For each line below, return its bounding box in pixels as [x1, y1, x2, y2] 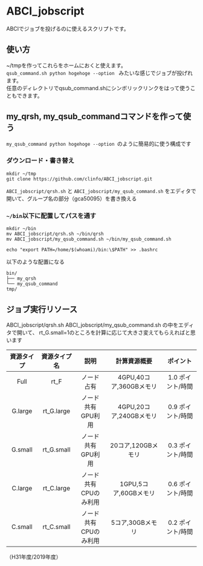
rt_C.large [42, 484, 71, 492]
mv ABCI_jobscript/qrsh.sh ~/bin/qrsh [6, 231, 104, 237]
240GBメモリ [118, 412, 158, 420]
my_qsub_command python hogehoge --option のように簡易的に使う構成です [6, 140, 192, 147]
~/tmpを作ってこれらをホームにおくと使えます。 [6, 62, 127, 69]
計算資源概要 [115, 357, 153, 365]
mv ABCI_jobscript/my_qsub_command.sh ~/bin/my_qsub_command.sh [6, 236, 172, 243]
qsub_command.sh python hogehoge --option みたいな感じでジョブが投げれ [6, 69, 193, 76]
